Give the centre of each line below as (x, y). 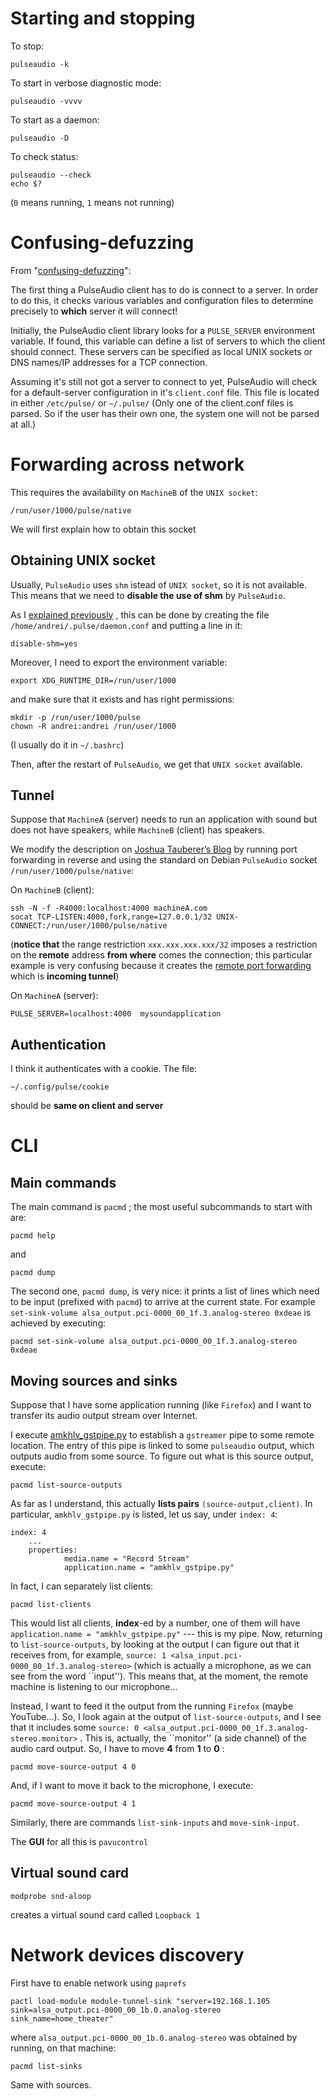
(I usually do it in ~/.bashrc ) (67, 744)
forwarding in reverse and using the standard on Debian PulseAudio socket (164, 860)
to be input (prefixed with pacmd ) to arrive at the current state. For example (163, 1302)
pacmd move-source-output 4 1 (73, 1804)
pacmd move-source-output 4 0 (73, 1767)
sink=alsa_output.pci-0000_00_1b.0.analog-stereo (116, 2010)
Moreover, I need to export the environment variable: (119, 662)
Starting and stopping (103, 18)
